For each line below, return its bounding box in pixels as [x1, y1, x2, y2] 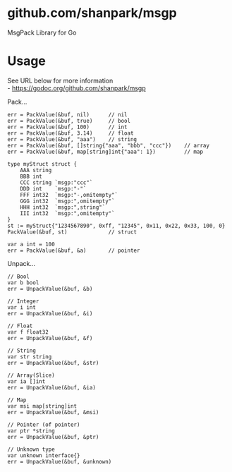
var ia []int [7, 377, 46, 385]
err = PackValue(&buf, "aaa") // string [7, 135, 138, 143]
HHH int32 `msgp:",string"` [20, 203, 106, 211]
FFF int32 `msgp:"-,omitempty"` [20, 191, 118, 198]
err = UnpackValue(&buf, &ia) [7, 384, 97, 391]
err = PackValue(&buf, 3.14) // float [7, 129, 134, 137]
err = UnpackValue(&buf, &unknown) [7, 458, 112, 465]
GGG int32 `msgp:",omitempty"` [20, 198, 115, 205]
